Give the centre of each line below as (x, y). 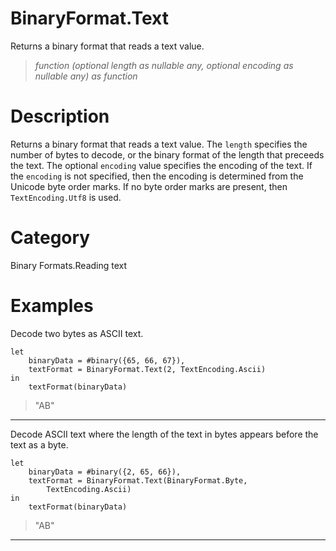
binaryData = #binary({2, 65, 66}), (105, 472)
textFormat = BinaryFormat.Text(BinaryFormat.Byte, (138, 480)
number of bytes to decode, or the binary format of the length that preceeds (167, 154)
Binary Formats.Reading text (69, 265)
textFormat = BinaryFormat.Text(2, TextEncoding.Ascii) (147, 369)
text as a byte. (39, 444)
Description (60, 116)
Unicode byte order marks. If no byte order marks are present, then (149, 186)
